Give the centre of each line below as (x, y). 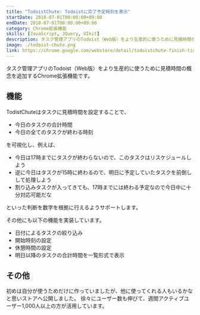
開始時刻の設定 (33, 240)
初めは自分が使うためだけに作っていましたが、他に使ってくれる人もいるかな (100, 291)
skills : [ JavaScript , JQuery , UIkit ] (53, 34)
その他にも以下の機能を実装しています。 (56, 220)
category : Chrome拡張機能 (37, 28)
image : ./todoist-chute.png (41, 45)
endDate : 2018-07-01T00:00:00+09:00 (51, 23)
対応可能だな (36, 194)
